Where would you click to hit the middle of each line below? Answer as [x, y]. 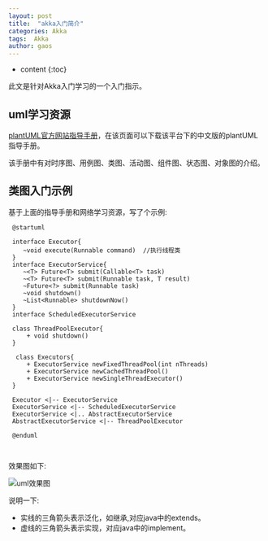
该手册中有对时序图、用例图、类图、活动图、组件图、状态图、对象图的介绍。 [136, 163]
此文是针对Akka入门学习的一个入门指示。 [77, 86]
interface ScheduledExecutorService [74, 314]
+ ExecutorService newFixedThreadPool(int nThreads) [117, 364]
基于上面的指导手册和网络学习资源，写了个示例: [88, 212]
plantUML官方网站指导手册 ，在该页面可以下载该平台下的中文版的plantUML [133, 135]
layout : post [30, 16]
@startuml [28, 227]
